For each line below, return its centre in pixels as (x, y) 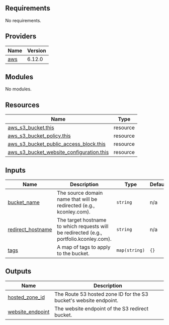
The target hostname (82, 220)
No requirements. (23, 20)
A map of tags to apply (84, 247)
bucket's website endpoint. (87, 300)
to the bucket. (73, 253)
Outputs (18, 271)
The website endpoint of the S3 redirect (101, 308)
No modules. (18, 89)
